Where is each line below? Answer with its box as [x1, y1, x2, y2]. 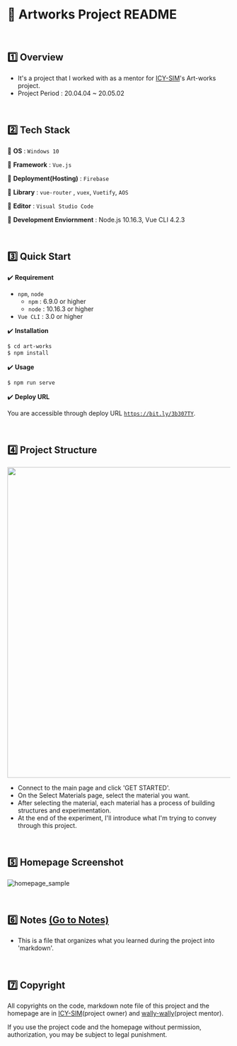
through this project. [17, 821, 77, 829]
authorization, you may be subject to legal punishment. [7, 1030, 168, 1039]
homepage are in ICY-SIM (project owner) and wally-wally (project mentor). [7, 1009, 224, 1018]
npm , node [17, 290, 44, 298]
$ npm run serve [7, 379, 55, 386]
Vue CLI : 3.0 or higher [17, 312, 83, 321]
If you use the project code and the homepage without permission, [7, 1023, 202, 1032]
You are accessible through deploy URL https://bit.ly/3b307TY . [7, 409, 196, 418]
